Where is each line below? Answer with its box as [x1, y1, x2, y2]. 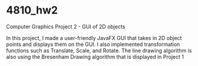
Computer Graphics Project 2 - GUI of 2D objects [6, 23, 126, 30]
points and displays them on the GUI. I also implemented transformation [6, 41, 180, 48]
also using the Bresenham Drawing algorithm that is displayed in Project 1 [6, 53, 184, 60]
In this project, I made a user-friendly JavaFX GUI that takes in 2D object [6, 34, 182, 41]
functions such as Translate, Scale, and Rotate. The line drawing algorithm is [6, 47, 192, 54]
